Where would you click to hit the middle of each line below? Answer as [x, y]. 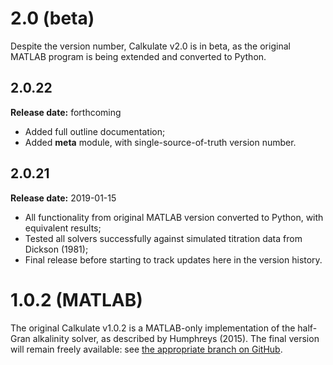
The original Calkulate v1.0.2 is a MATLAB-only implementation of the [153, 328]
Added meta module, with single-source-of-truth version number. [160, 142]
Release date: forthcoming [66, 112]
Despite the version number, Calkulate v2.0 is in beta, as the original [150, 46]
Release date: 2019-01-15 [63, 198]
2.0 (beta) [52, 18]
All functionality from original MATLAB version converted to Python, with [174, 217]
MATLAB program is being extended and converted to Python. [138, 56]
